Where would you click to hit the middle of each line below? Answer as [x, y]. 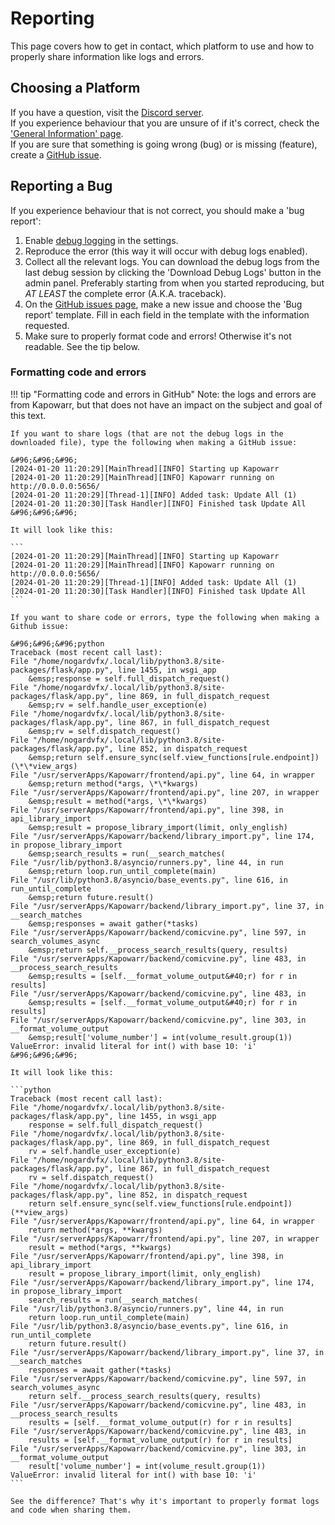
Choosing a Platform [75, 88]
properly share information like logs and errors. [107, 56]
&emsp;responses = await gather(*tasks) [113, 923]
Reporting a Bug [61, 186]
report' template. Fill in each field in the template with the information [167, 314]
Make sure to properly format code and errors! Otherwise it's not [158, 336]
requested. [47, 325]
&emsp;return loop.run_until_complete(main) [122, 871]
